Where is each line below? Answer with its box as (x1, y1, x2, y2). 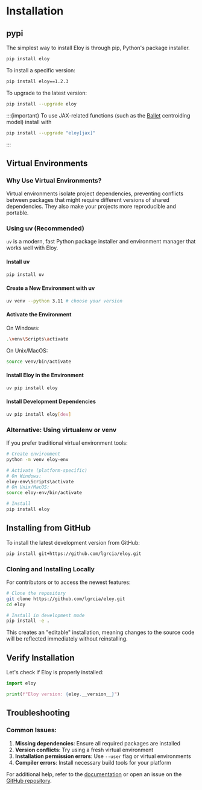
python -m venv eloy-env (6, 456, 69, 462)
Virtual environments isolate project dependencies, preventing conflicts (6, 190, 184, 197)
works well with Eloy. (6, 244, 58, 251)
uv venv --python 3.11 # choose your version (6, 298, 122, 304)
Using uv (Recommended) (6, 224, 84, 233)
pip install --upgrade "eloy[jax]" (6, 130, 96, 136)
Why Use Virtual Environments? (6, 176, 102, 184)
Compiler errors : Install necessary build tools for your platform (14, 759, 171, 766)
